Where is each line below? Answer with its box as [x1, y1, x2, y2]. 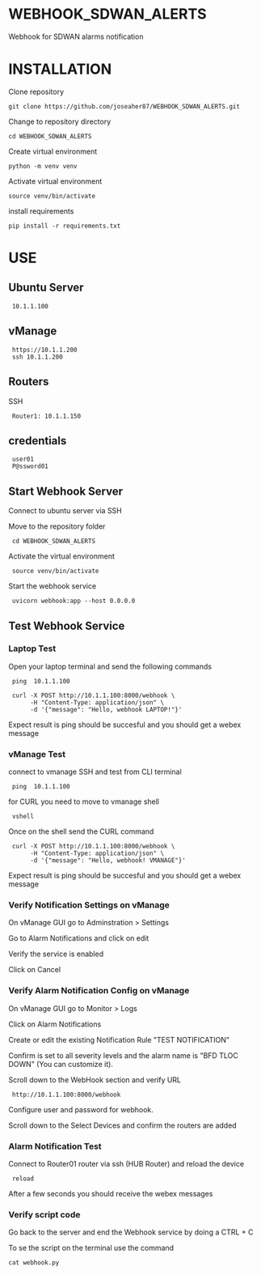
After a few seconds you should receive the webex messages [8, 1189, 213, 1198]
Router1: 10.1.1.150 [11, 412, 82, 420]
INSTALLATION [8, 60, 112, 79]
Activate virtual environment [8, 176, 103, 186]
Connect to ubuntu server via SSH [8, 506, 123, 516]
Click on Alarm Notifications [8, 1019, 102, 1029]
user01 [11, 455, 35, 464]
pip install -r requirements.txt [8, 222, 121, 230]
